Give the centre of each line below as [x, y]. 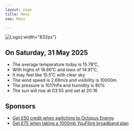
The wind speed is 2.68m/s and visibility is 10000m [65, 80]
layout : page [19, 10]
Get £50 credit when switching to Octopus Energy [63, 118]
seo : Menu [15, 19]
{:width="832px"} [39, 37]
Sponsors [20, 106]
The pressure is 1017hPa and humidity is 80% [59, 85]
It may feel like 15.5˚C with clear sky [49, 75]
